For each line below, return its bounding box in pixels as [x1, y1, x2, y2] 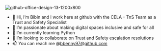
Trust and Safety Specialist [12, 20, 67, 25]
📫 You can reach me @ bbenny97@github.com [12, 41, 108, 46]
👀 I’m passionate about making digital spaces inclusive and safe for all [12, 25, 154, 30]
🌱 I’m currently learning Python [12, 30, 75, 35]
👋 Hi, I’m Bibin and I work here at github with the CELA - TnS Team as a [12, 14, 156, 20]
